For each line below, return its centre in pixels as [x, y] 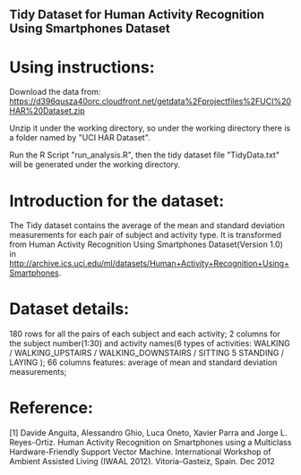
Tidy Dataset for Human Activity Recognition [137, 15]
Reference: [52, 408]
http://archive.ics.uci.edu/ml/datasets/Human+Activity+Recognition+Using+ [149, 264]
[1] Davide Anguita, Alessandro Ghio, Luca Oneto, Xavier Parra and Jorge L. [148, 433]
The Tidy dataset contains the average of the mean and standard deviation [147, 225]
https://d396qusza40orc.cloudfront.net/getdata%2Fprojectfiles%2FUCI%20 [150, 101]
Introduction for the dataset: [117, 201]
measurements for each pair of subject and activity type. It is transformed [146, 235]
